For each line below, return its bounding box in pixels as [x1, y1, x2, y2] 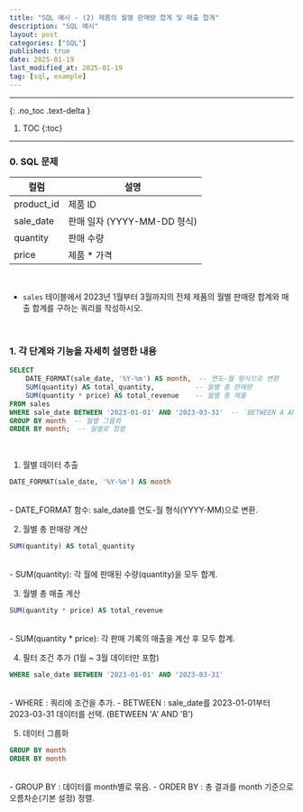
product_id [14, 198, 60, 210]
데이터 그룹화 [22, 727, 69, 738]
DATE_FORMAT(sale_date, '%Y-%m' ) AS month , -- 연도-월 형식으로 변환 [25, 374, 280, 383]
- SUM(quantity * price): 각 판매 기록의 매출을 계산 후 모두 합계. [9, 632, 236, 643]
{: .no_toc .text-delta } [9, 105, 91, 115]
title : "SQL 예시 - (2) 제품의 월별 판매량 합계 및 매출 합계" [9, 13, 220, 23]
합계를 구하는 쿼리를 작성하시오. [32, 303, 143, 314]
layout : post [9, 30, 59, 39]
